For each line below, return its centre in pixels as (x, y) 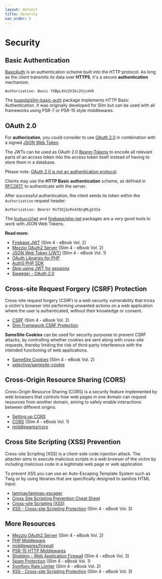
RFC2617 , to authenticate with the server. (46, 186)
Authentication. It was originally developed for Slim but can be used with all (80, 105)
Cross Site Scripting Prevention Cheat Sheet (56, 498)
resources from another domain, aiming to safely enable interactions (73, 402)
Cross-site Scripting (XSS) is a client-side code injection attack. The (73, 453)
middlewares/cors (30, 427)
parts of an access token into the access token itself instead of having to (77, 157)
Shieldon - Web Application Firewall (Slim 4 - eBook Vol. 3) (71, 556)
